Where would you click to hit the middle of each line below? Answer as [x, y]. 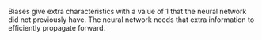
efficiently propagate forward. [57, 28]
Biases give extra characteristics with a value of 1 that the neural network [127, 11]
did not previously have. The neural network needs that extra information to [131, 20]
